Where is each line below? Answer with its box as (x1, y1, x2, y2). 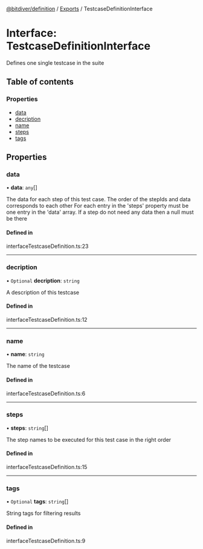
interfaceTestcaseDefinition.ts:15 (6, 464, 88, 471)
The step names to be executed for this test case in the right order (6, 436, 172, 443)
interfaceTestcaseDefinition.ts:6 (6, 390, 86, 397)
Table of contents (6, 77, 74, 87)
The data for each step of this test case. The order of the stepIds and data (6, 196, 191, 203)
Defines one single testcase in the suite (6, 59, 105, 66)
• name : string (6, 351, 45, 358)
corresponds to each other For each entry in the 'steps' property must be (6, 202, 189, 210)
